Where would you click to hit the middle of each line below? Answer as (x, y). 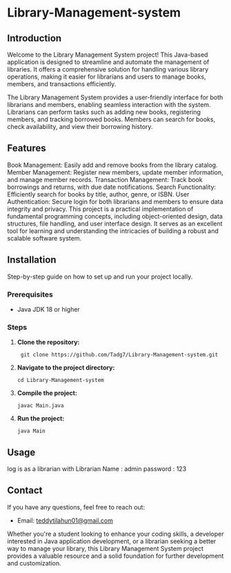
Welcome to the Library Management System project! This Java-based (108, 54)
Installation (32, 260)
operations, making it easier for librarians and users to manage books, (107, 77)
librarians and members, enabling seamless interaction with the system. (109, 104)
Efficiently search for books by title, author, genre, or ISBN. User (98, 194)
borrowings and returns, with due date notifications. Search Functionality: (112, 187)
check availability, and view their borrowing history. (80, 127)
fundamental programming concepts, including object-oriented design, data (115, 216)
